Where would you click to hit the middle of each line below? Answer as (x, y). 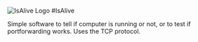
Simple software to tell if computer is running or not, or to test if (99, 24)
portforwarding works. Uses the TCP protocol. (74, 31)
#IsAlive (63, 11)
